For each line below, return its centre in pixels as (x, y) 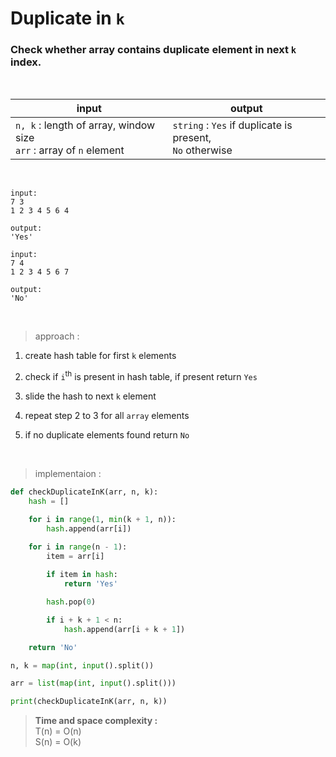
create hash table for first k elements (100, 356)
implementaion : (68, 474)
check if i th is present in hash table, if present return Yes (141, 376)
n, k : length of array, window (85, 125)
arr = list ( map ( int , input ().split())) (93, 683)
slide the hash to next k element (90, 396)
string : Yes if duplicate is (232, 125)
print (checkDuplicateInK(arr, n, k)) (89, 702)
